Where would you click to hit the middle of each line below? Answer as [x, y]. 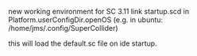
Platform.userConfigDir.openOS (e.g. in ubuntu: [86, 20]
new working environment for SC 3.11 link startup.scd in [99, 11]
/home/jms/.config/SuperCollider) [63, 28]
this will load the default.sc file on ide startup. [83, 43]
